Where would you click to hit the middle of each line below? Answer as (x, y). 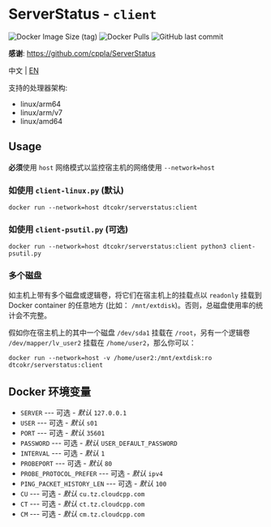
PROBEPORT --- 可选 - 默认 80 (66, 464)
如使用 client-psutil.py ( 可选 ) (68, 229)
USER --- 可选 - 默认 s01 (59, 423)
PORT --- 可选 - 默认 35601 (62, 433)
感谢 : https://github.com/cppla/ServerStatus (82, 53)
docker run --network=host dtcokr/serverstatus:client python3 (118, 247)
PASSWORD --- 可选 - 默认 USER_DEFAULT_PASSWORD (99, 443)
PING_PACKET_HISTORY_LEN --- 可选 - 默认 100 (93, 484)
